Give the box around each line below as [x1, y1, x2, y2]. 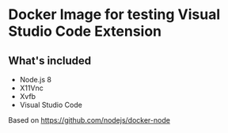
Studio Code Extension [8, 22, 162, 40]
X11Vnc [19, 83, 44, 93]
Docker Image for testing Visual [8, 6, 220, 24]
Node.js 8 [19, 75, 51, 84]
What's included [8, 54, 92, 67]
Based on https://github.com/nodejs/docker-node [8, 116, 170, 124]
